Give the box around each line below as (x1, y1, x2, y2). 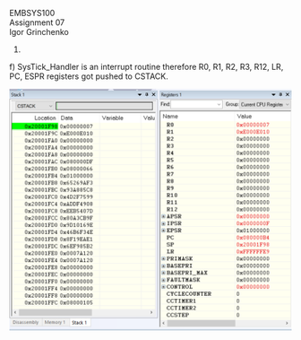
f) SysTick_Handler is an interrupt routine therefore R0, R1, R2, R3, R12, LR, (9, 62, 284, 72)
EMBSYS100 (9, 8, 56, 18)
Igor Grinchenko (9, 27, 69, 37)
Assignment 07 (9, 17, 65, 28)
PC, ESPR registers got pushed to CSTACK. (9, 71, 168, 82)
